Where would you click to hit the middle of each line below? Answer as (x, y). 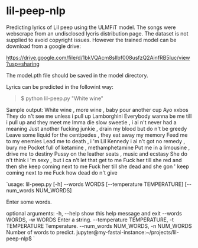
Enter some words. (29, 202)
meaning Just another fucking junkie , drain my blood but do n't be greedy (97, 128)
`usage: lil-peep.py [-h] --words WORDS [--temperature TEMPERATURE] (95, 184)
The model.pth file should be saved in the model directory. (77, 75)
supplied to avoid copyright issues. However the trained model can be (91, 40)
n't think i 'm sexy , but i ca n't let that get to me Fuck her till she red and (94, 160)
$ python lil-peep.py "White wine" (62, 98)
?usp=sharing (23, 64)
